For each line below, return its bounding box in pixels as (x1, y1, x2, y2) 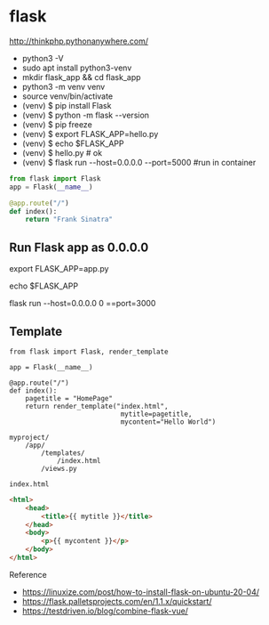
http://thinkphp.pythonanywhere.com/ (9, 36, 149, 46)
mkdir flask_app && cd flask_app (21, 71, 141, 82)
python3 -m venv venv (21, 81, 106, 92)
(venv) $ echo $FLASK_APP (21, 138, 124, 149)
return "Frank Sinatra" (25, 215, 114, 224)
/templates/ (41, 448, 86, 458)
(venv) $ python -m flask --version (21, 110, 149, 120)
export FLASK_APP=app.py (9, 264, 109, 274)
